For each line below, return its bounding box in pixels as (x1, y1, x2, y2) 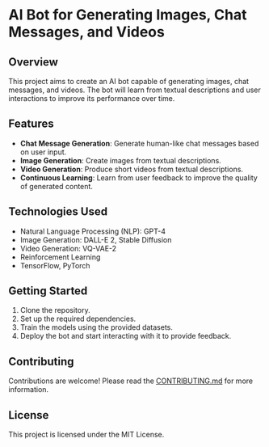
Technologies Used (8, 205, 107, 219)
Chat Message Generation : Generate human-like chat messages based (19, 138, 259, 148)
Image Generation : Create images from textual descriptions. (19, 155, 222, 165)
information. (8, 385, 49, 394)
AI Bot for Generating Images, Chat (8, 6, 247, 24)
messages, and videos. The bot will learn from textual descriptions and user (8, 85, 261, 95)
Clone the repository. (19, 306, 90, 315)
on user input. (19, 147, 67, 157)
